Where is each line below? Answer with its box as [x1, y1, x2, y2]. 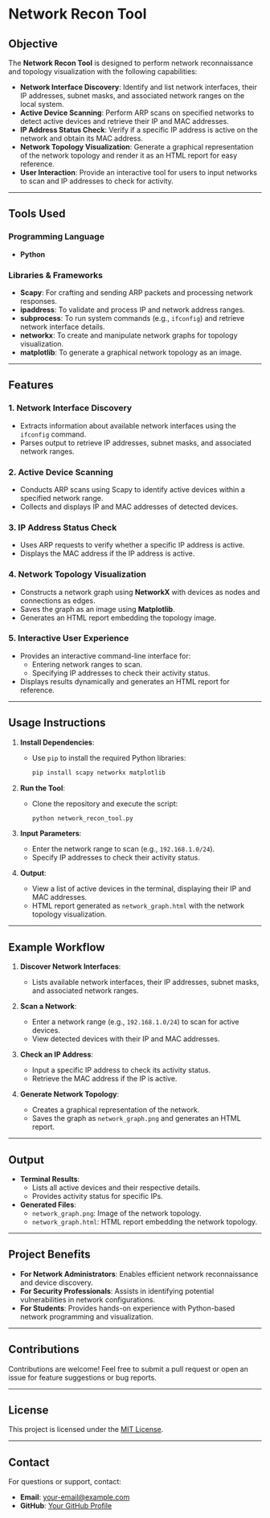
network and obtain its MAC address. [19, 133, 143, 143]
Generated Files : [19, 1200, 76, 1210]
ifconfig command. [19, 429, 87, 439]
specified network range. [19, 493, 104, 503]
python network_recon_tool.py [31, 814, 134, 823]
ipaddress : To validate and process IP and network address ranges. [19, 305, 245, 314]
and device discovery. [19, 1278, 94, 1287]
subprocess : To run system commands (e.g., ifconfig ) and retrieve [19, 313, 245, 322]
